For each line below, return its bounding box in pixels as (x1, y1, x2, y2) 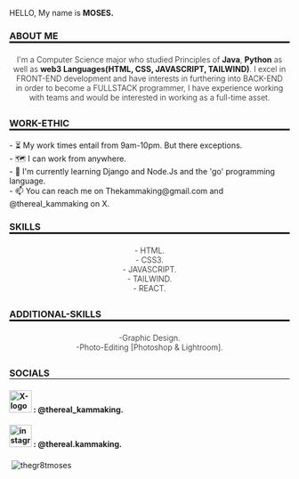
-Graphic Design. (118, 333, 181, 344)
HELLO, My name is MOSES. (9, 8, 114, 18)
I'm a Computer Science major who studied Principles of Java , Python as (16, 54, 283, 65)
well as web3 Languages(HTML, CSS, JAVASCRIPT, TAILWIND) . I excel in (12, 64, 287, 75)
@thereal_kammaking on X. (9, 198, 109, 208)
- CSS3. (134, 254, 165, 265)
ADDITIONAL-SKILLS (9, 307, 102, 320)
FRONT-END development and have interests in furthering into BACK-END (16, 73, 283, 84)
